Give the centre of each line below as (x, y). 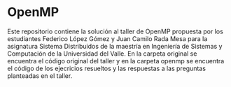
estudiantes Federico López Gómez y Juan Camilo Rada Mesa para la (107, 38)
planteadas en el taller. (40, 76)
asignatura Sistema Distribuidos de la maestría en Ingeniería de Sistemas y (115, 46)
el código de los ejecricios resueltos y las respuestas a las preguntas (107, 68)
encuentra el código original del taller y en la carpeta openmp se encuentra (116, 61)
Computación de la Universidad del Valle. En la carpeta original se (102, 54)
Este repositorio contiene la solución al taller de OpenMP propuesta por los (115, 31)
